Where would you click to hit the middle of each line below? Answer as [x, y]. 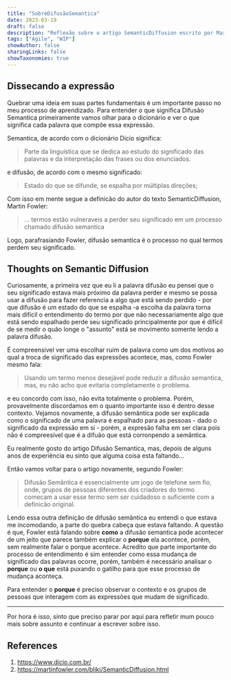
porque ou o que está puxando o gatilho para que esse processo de [104, 569]
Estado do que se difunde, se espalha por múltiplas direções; [111, 185]
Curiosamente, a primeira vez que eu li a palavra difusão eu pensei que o [111, 286]
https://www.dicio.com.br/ [54, 662]
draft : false [26, 26]
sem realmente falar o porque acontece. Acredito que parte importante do [112, 547]
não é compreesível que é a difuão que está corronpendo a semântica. [107, 435]
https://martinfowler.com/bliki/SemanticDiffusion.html [93, 670]
